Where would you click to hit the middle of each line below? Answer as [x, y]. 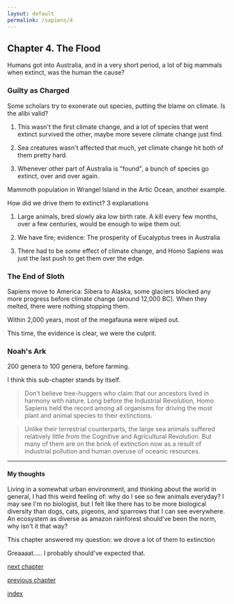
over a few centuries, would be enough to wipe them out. [99, 224]
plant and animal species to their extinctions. [88, 416]
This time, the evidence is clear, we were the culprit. [82, 333]
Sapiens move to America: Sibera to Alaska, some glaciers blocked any [109, 291]
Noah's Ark [27, 351]
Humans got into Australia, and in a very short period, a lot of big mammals [115, 65]
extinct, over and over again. [58, 176]
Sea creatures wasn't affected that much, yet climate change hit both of [120, 148]
